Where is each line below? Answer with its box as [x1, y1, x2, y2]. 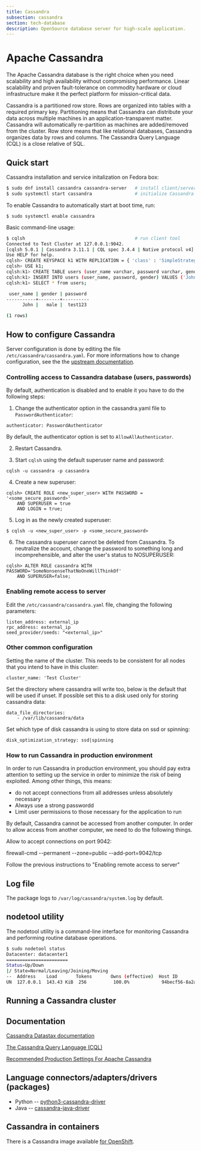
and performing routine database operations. [6, 934, 117, 941]
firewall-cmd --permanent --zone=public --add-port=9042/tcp [6, 850, 162, 857]
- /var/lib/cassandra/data [17, 715, 84, 721]
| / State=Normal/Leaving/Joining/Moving [6, 968, 109, 974]
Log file [6, 879, 35, 889]
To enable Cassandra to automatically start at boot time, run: [6, 202, 156, 209]
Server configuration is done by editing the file [6, 345, 121, 352]
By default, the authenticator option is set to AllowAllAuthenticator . [6, 433, 173, 440]
